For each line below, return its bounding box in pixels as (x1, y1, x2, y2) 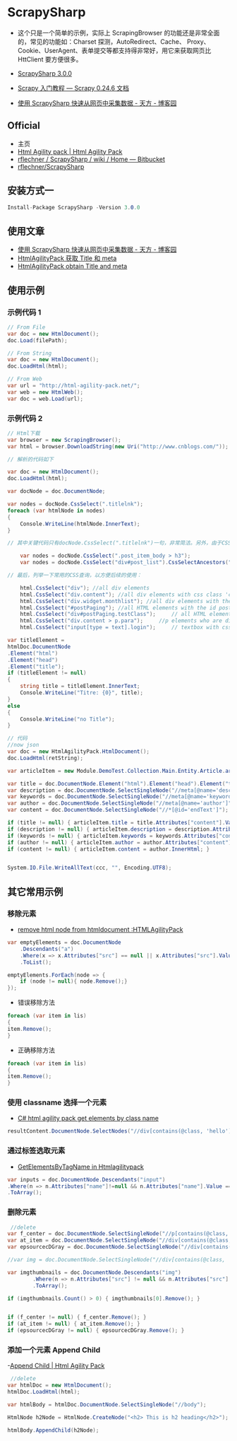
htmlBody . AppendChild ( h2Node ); (7, 1426, 99, 1434)
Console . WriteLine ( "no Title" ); (20, 716, 115, 723)
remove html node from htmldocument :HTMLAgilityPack (17, 926, 183, 934)
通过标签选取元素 (7, 1146, 66, 1156)
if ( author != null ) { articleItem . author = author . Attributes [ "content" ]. (7, 839, 235, 846)
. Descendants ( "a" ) (20, 945, 74, 952)
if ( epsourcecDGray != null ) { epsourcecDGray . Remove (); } (7, 1327, 185, 1334)
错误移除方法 (17, 998, 55, 1007)
